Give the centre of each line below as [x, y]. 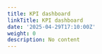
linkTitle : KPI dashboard [45, 20]
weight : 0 [22, 33]
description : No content [44, 40]
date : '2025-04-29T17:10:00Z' [52, 27]
